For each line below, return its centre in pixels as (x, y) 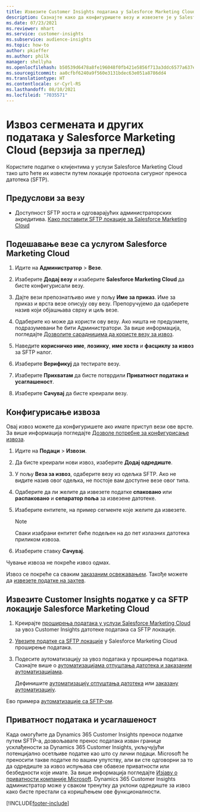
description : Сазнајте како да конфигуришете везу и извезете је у (92, 17)
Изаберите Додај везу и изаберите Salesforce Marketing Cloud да (99, 279)
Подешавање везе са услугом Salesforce (87, 244)
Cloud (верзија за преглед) (76, 150)
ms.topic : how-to (28, 45)
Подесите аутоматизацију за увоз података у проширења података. (101, 659)
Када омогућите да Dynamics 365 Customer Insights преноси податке (95, 734)
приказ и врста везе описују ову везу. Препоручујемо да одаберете (102, 304)
